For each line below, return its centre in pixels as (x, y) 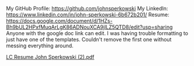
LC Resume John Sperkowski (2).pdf (50, 57)
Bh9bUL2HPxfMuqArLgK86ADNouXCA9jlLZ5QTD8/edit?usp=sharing (89, 27)
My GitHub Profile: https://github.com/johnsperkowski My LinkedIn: (87, 8)
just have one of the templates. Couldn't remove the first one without (89, 39)
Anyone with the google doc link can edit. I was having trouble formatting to (97, 33)
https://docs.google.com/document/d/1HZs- (59, 21)
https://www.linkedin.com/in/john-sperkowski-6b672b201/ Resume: (88, 15)
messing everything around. (40, 46)
